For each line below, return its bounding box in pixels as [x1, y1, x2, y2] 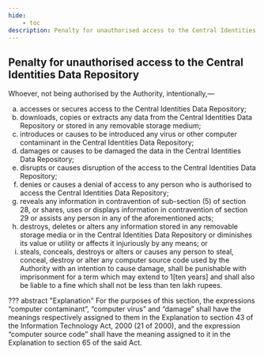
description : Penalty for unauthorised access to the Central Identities [8, 26, 257, 34]
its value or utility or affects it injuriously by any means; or [19, 239, 208, 248]
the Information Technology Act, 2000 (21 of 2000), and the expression [8, 321, 241, 330]
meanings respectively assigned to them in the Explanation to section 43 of [8, 313, 254, 323]
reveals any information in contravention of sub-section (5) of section [19, 197, 247, 206]
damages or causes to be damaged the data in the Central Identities [19, 146, 241, 156]
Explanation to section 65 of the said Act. [8, 338, 142, 348]
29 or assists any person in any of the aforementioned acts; [19, 213, 214, 223]
